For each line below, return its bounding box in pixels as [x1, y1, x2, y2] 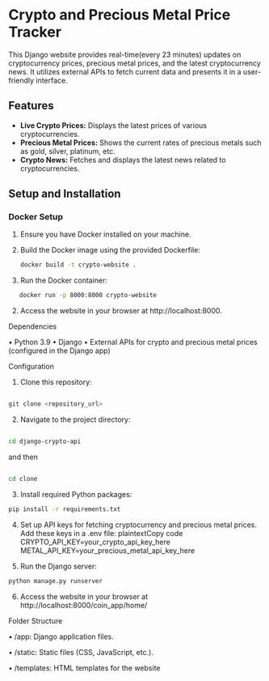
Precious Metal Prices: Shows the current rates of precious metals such [19, 138, 262, 147]
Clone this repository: [19, 377, 92, 387]
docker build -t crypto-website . [19, 261, 137, 269]
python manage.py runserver [8, 577, 103, 585]
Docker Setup [8, 211, 63, 223]
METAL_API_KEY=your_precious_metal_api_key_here [19, 545, 195, 555]
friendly [8, 75, 35, 85]
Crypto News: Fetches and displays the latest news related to [19, 155, 226, 164]
